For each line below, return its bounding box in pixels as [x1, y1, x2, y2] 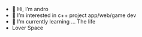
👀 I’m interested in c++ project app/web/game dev [11, 12, 137, 19]
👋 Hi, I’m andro [11, 6, 49, 12]
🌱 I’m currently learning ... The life [11, 18, 96, 25]
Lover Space [11, 24, 44, 31]
